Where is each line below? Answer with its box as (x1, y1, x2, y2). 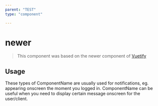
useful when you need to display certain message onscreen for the (5, 91, 141, 97)
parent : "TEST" (5, 7, 36, 12)
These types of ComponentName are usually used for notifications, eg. (5, 80, 149, 86)
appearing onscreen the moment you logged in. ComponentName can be (5, 85, 153, 91)
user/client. (5, 96, 28, 102)
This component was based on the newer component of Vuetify (17, 53, 146, 59)
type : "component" (5, 12, 43, 17)
